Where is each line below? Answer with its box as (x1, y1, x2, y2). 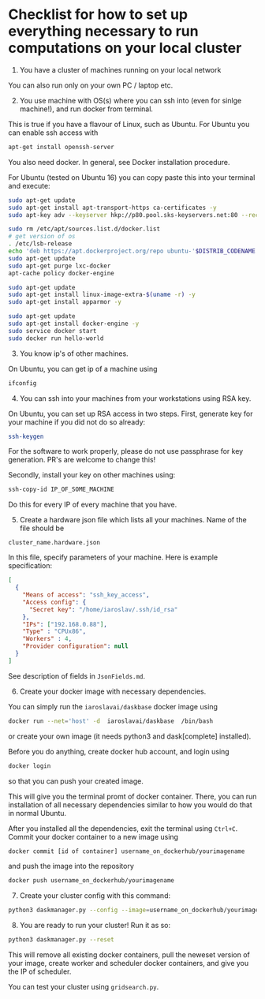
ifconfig (8, 379, 37, 387)
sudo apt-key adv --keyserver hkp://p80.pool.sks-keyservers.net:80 (8, 211, 238, 219)
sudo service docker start (8, 327, 97, 335)
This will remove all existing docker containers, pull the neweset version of (8, 950, 250, 960)
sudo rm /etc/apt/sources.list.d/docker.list (8, 225, 160, 234)
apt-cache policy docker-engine (8, 269, 114, 277)
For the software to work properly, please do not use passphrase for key (8, 447, 244, 456)
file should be (19, 523, 65, 533)
